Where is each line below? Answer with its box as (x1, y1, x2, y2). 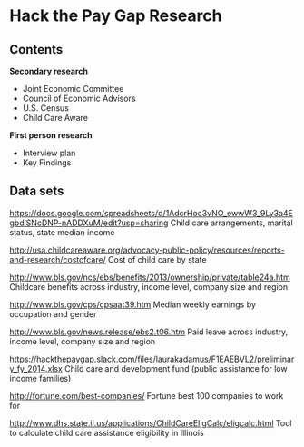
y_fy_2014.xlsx (9, 363, 64, 373)
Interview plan (22, 147, 76, 158)
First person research (9, 130, 93, 141)
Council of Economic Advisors (22, 93, 136, 104)
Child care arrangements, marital (170, 217, 293, 228)
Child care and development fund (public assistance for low (64, 363, 288, 373)
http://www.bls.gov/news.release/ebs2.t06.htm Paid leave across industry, (9, 326, 289, 337)
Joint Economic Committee (22, 84, 124, 94)
